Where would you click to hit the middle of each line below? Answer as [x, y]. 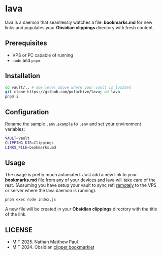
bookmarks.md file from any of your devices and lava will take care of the [81, 180]
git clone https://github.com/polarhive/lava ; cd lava [63, 92]
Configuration [27, 112]
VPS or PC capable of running [43, 55]
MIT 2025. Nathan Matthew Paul [45, 242]
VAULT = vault [17, 138]
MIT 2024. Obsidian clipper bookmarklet [53, 247]
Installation [23, 76]
